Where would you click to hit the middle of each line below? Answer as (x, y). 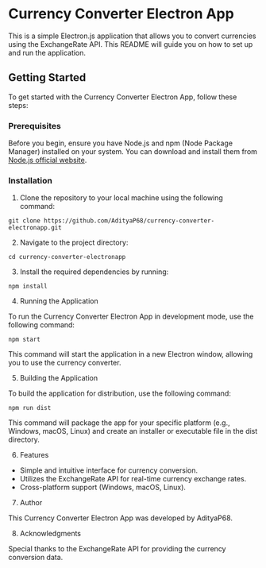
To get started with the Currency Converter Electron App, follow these (123, 97)
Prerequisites (35, 126)
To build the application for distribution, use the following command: (120, 393)
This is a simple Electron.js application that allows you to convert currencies (132, 36)
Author (31, 503)
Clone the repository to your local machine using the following (121, 198)
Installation (31, 180)
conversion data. (36, 558)
